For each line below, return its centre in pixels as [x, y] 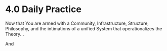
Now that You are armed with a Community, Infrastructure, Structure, [77, 23]
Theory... [15, 34]
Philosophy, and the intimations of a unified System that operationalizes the [84, 28]
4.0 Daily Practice [44, 9]
